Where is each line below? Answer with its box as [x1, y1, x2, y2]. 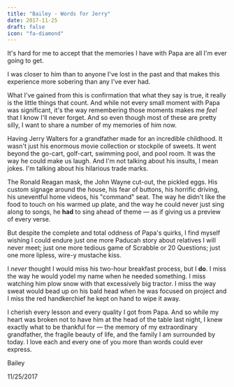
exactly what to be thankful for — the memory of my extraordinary [7, 323, 198, 332]
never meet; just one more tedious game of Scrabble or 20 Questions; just [7, 243, 221, 252]
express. [7, 345, 33, 354]
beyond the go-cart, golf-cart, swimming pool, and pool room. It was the [7, 149, 216, 158]
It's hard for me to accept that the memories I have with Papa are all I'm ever [7, 49, 227, 57]
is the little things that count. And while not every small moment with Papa [7, 99, 220, 107]
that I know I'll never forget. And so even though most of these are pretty [7, 114, 217, 122]
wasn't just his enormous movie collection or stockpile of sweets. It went [7, 142, 217, 151]
